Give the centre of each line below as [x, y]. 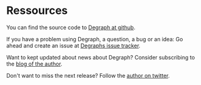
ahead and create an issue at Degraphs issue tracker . [73, 46]
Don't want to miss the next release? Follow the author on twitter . [88, 75]
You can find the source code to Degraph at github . [71, 27]
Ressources [37, 11]
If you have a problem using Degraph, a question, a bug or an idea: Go [95, 39]
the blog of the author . [35, 64]
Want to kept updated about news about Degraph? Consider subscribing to [101, 57]
